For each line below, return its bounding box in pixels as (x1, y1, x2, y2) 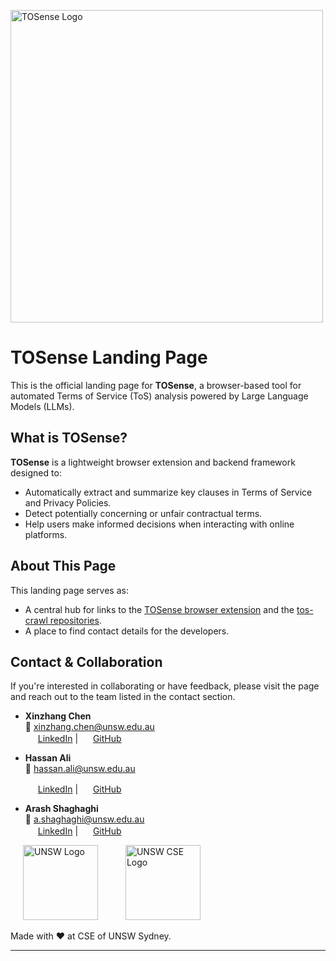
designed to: (10, 466, 62, 479)
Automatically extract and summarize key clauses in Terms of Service (24, 486, 313, 498)
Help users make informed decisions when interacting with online (24, 518, 295, 530)
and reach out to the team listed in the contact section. (10, 691, 236, 703)
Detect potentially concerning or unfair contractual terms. (24, 507, 263, 519)
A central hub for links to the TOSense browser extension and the (24, 603, 295, 615)
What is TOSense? (10, 430, 128, 447)
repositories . (49, 614, 102, 626)
